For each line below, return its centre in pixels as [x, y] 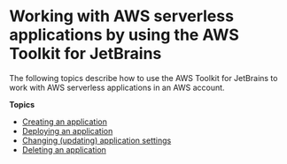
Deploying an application [67, 130]
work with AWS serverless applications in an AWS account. [117, 87]
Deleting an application [64, 149]
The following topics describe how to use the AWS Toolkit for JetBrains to [143, 78]
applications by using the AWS [124, 35]
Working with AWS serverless [122, 16]
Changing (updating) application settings [97, 140]
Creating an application [65, 122]
